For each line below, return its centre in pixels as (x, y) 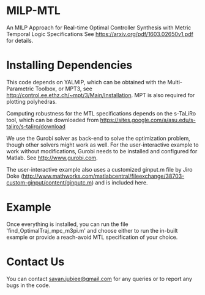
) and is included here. (120, 182)
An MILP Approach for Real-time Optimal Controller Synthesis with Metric (99, 27)
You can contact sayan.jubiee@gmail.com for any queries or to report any (99, 279)
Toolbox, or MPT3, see (64, 89)
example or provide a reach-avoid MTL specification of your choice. (92, 237)
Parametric (20, 89)
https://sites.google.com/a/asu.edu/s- (148, 120)
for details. (20, 40)
